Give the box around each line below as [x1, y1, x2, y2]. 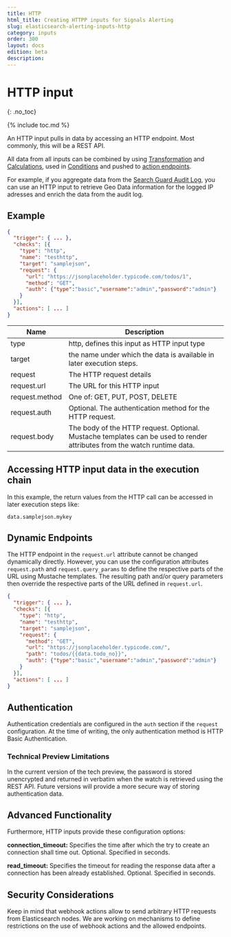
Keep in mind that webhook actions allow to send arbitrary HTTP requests [7, 907, 217, 916]
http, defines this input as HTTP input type [68, 338, 205, 348]
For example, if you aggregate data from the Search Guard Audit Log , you [7, 175, 215, 183]
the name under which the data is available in [68, 349, 214, 359]
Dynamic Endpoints [7, 532, 93, 544]
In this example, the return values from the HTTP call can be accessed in [7, 493, 213, 501]
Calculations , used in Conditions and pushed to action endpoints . [7, 162, 192, 170]
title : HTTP [7, 10, 41, 17]
